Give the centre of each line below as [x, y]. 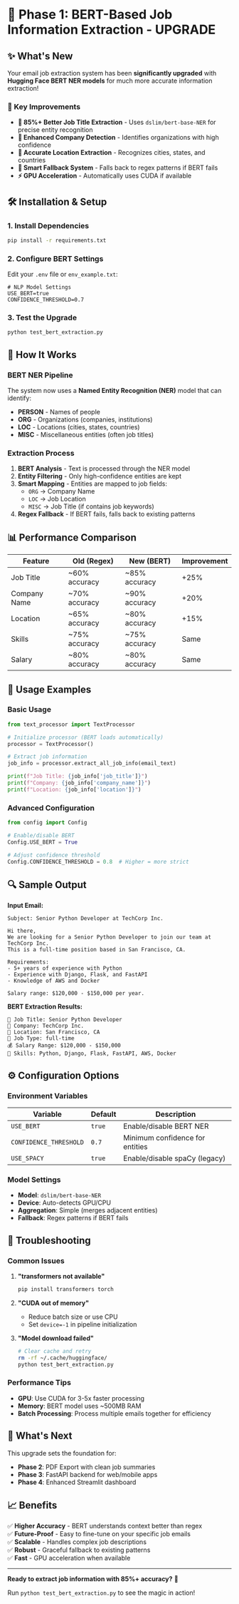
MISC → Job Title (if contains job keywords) [91, 506]
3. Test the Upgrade [42, 318]
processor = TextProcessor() [51, 744]
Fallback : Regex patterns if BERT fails [73, 1218]
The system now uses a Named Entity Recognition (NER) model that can [115, 391]
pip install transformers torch [65, 1289]
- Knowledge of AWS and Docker [54, 981]
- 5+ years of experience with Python [65, 969]
